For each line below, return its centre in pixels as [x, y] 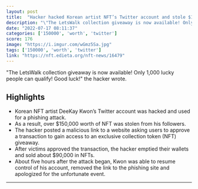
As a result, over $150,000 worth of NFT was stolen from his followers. [100, 124]
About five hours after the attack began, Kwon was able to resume [95, 162]
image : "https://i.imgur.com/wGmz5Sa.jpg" [59, 45]
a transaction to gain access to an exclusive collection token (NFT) [95, 136]
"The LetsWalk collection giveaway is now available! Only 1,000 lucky [90, 72]
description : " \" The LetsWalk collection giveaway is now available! [93, 22]
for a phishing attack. [40, 118]
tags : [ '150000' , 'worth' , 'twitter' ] [54, 50]
